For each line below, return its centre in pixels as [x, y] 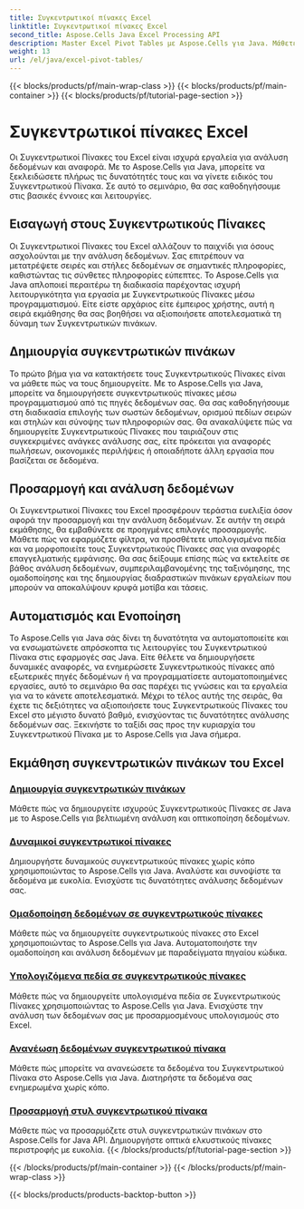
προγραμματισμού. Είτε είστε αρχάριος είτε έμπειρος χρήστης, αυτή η [142, 304]
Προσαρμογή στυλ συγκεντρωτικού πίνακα [109, 1110]
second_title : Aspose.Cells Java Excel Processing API [115, 34]
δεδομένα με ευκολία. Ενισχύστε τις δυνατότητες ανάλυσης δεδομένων [146, 881]
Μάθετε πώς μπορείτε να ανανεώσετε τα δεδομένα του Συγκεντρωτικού [147, 1068]
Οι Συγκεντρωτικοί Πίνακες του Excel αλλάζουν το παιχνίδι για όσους [142, 246]
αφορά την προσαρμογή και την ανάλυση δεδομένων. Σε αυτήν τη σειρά [147, 520]
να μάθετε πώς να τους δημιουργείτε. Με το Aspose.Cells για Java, [137, 383]
